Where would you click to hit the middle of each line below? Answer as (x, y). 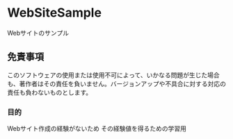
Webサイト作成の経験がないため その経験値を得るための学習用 (97, 129)
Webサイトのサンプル (38, 33)
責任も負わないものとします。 (50, 92)
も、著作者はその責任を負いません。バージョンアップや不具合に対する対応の (116, 83)
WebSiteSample (55, 13)
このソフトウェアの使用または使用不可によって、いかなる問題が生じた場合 (114, 75)
